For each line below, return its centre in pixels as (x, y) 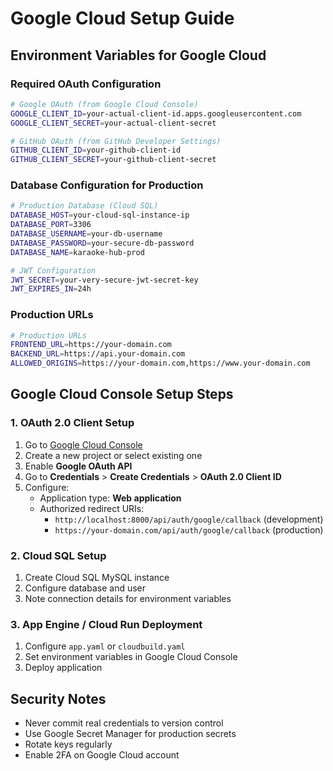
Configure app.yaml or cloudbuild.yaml (105, 646)
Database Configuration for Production (107, 185)
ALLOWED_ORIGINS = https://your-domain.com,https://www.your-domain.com (160, 363)
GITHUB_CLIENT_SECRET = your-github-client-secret (113, 160)
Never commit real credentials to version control (124, 723)
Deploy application (63, 668)
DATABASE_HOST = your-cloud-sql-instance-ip (100, 215)
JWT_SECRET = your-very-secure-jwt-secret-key (104, 280)
